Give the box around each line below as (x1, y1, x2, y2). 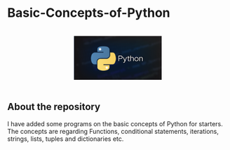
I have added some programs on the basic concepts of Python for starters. (7, 119, 223, 128)
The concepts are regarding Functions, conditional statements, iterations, (7, 127, 219, 135)
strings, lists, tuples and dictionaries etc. (7, 135, 124, 143)
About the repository (7, 101, 100, 113)
